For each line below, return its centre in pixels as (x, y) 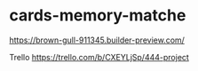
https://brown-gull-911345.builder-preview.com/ (97, 40)
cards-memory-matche (98, 16)
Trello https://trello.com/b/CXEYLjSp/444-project (99, 57)
